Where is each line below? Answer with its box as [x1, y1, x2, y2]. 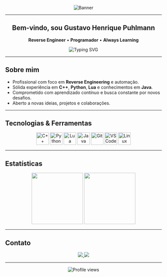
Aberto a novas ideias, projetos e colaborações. [12, 100, 110, 106]
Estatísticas [5, 159, 43, 168]
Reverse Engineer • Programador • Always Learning [28, 37, 139, 43]
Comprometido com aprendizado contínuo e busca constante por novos [12, 90, 161, 95]
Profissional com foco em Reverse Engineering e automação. [12, 79, 139, 85]
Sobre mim [5, 66, 40, 74]
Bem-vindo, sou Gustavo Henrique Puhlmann [12, 24, 155, 32]
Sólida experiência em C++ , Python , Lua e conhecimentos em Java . [12, 84, 153, 90]
